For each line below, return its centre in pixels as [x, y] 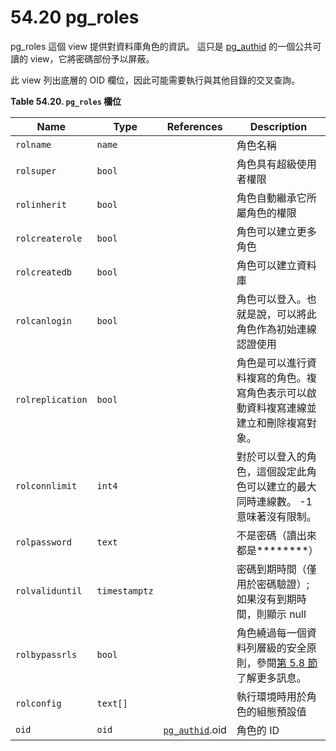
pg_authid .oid [195, 729]
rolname [33, 144]
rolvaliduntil [49, 590]
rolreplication [51, 399]
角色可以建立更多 [276, 231]
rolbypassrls [46, 654]
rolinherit [41, 204]
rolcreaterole [49, 238]
